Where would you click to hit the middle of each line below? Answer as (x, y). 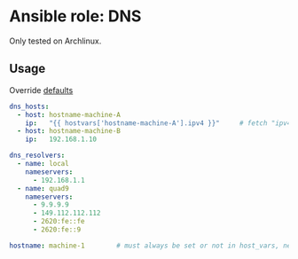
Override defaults (41, 90)
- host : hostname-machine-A (69, 114)
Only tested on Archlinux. (55, 41)
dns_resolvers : (37, 156)
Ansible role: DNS (75, 16)
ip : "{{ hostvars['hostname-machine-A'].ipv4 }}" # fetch (146, 123)
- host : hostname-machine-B (69, 131)
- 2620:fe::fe (59, 222)
